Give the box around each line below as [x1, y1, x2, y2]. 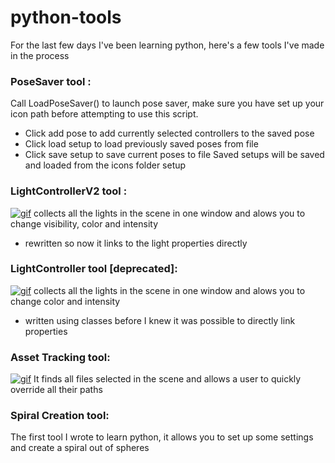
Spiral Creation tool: [10, 409, 110, 423]
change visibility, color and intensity [10, 217, 159, 230]
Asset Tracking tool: [10, 350, 111, 364]
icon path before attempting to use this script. [10, 108, 199, 120]
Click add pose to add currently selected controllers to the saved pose [24, 127, 315, 140]
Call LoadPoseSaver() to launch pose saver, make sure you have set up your [10, 97, 325, 110]
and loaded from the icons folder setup [24, 159, 187, 171]
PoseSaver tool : [10, 74, 92, 88]
